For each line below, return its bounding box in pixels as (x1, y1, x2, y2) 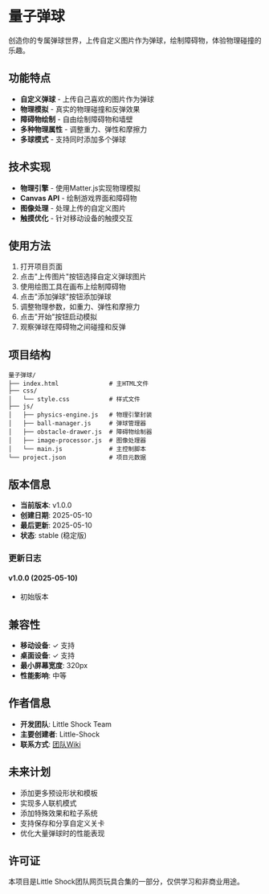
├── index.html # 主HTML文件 (8, 379, 149, 388)
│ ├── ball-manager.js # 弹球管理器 (8, 420, 147, 428)
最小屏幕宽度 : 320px (19, 660, 88, 670)
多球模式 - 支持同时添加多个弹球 (19, 134, 127, 144)
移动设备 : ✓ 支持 (19, 640, 75, 650)
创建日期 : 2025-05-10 (19, 511, 92, 519)
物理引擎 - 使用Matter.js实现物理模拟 (19, 182, 141, 193)
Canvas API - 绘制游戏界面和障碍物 (19, 193, 138, 203)
